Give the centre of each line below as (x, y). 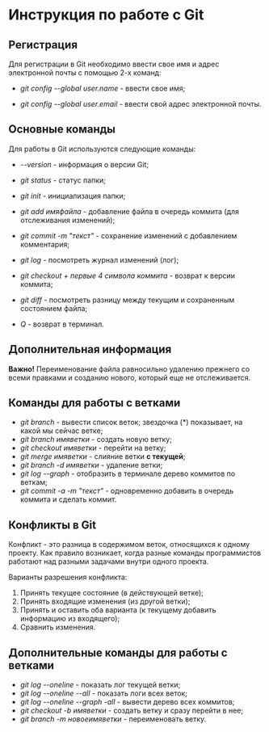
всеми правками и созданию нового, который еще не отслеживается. (130, 377)
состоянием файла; (54, 308)
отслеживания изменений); (67, 220)
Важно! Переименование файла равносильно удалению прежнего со (129, 368)
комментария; (45, 244)
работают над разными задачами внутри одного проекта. (109, 562)
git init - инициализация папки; (73, 196)
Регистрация (43, 45)
